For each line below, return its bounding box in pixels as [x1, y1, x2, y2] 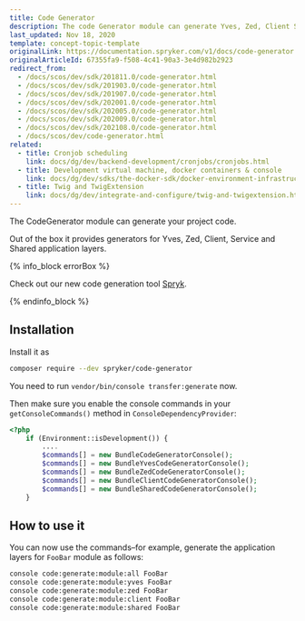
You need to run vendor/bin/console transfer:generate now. [9, 380, 238, 391]
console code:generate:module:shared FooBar [9, 603, 181, 612]
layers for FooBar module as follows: [9, 552, 143, 563]
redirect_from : [9, 65, 67, 74]
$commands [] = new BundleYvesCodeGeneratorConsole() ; [42, 459, 250, 468]
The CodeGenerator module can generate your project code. [9, 215, 237, 226]
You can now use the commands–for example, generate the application [9, 542, 276, 553]
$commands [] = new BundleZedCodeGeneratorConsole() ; [42, 467, 246, 477]
